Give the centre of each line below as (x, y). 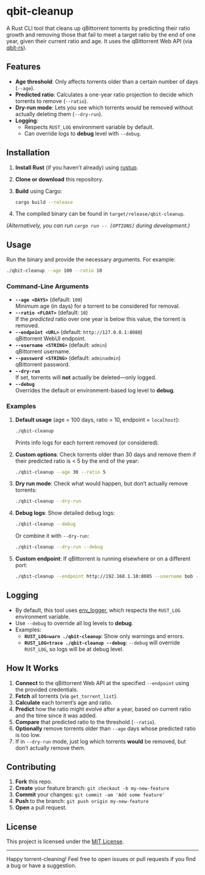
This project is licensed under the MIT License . (65, 841)
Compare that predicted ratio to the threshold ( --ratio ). (85, 722)
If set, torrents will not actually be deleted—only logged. (86, 377)
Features (23, 67)
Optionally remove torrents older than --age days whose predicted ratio (106, 728)
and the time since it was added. (56, 715)
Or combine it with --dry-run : (52, 536)
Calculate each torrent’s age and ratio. (64, 702)
